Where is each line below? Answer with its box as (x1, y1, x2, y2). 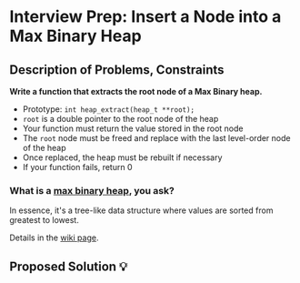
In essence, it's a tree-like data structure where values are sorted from (9, 205, 274, 216)
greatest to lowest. (9, 215, 79, 226)
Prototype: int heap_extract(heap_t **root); (22, 104, 195, 115)
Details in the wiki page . (9, 232, 99, 243)
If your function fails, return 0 (22, 162, 134, 172)
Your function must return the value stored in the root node (22, 123, 244, 134)
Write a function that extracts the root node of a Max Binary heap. (9, 86, 263, 96)
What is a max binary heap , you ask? (9, 184, 175, 197)
